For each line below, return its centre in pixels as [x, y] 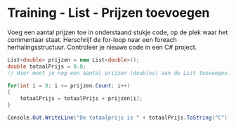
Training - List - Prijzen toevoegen [109, 13]
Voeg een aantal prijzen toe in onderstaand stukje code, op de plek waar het [118, 32]
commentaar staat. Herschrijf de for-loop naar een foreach [92, 39]
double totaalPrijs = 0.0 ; [47, 66]
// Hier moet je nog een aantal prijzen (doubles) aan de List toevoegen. [119, 73]
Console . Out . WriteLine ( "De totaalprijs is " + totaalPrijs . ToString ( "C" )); [120, 118]
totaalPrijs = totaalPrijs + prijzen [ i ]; [81, 99]
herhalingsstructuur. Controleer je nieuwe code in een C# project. [102, 47]
